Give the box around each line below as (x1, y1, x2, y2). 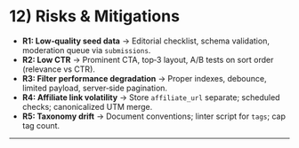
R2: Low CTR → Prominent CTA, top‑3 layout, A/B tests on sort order (21, 54, 274, 65)
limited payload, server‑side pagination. (21, 82, 167, 93)
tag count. (21, 120, 61, 130)
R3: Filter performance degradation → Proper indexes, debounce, (21, 73, 267, 83)
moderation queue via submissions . (21, 44, 151, 55)
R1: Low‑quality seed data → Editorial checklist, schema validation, (21, 35, 270, 46)
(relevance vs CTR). (21, 64, 96, 74)
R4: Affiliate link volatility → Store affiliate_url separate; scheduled (21, 91, 280, 103)
